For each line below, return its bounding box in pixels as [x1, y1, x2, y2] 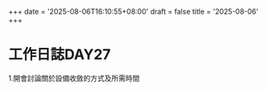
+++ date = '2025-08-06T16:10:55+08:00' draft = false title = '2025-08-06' [8, 7, 259, 16]
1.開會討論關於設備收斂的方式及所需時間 [8, 73, 140, 83]
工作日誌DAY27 [8, 45, 111, 64]
